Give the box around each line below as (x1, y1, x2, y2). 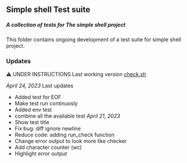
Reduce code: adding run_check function (14, 131, 115, 138)
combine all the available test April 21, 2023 (14, 112, 121, 119)
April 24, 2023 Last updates (6, 82, 74, 89)
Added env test (14, 106, 52, 113)
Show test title (14, 118, 50, 126)
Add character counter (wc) (14, 144, 82, 151)
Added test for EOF (14, 93, 62, 100)
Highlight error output (14, 150, 68, 157)
